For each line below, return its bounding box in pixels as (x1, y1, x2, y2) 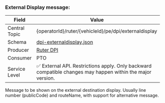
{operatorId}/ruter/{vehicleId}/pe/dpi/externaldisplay (36, 28, 157, 35)
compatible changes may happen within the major (36, 69, 152, 76)
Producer (7, 47, 29, 54)
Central (7, 25, 25, 32)
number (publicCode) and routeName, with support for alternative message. (5, 92, 159, 99)
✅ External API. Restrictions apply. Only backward (36, 62, 152, 69)
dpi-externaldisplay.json (36, 39, 93, 45)
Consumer (7, 55, 32, 62)
